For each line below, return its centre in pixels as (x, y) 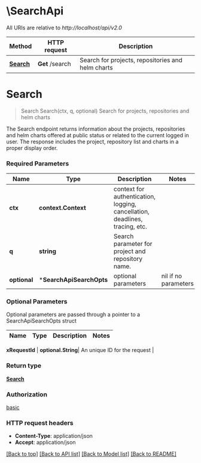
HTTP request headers (40, 423)
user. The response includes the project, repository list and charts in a (92, 142)
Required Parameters (38, 163)
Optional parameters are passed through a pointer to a (73, 315)
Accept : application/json (45, 443)
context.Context (63, 208)
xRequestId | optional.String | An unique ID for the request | (80, 350)
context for (129, 189)
